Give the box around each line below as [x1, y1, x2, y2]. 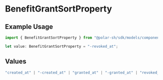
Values [5, 57, 27, 66]
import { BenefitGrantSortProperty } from [5, 35, 92, 40]
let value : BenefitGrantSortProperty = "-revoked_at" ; [5, 44, 118, 49]
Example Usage [5, 23, 53, 31]
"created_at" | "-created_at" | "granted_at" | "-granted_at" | [5, 70, 138, 75]
